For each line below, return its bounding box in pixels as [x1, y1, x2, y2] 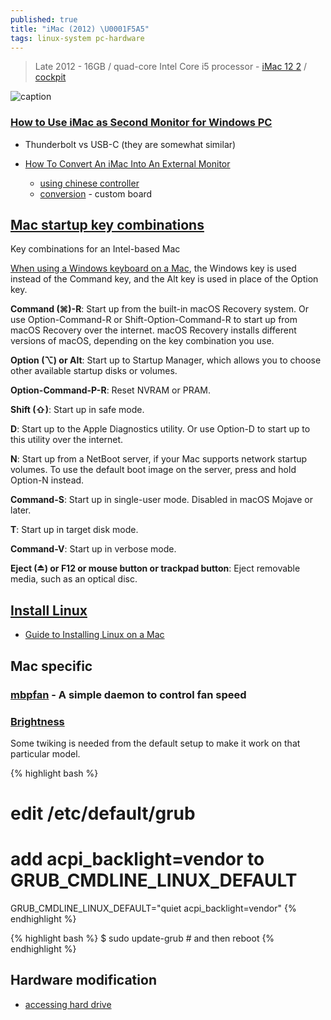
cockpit [34, 71, 67, 83]
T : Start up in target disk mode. [10, 524, 139, 536]
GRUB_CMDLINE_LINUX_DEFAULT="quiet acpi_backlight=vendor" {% [10, 902, 297, 915]
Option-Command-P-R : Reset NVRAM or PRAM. [10, 384, 211, 396]
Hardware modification [10, 972, 157, 989]
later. [10, 504, 32, 516]
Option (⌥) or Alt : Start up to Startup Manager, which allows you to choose [10, 354, 322, 366]
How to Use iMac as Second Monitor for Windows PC [10, 116, 273, 130]
